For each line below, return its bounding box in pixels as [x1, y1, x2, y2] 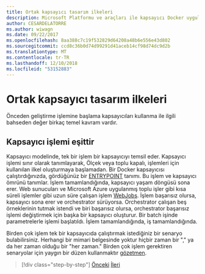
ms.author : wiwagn [6, 26, 53, 32]
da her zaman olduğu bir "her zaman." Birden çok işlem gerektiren [6, 243, 173, 250]
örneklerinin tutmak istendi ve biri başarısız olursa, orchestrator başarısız [6, 205, 190, 212]
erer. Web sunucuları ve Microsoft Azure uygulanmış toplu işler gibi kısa [6, 185, 186, 193]
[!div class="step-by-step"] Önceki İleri [21, 261, 120, 268]
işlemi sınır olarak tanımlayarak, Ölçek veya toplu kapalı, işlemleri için [6, 160, 179, 167]
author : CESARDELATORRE [6, 20, 67, 26]
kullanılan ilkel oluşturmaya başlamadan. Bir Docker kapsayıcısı [6, 166, 165, 173]
